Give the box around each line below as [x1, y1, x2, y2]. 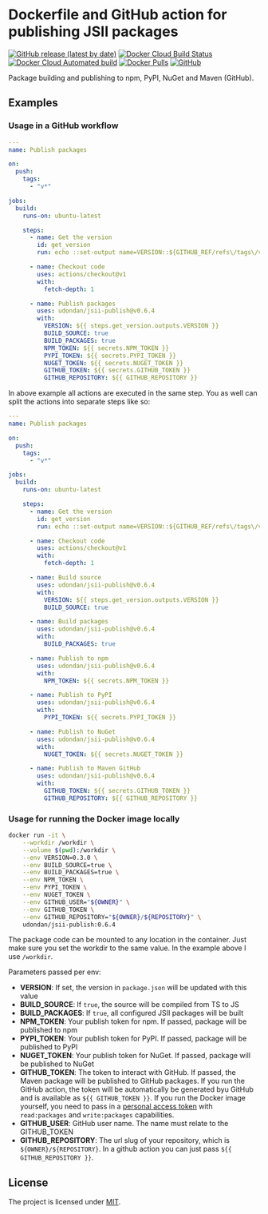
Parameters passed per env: [8, 967, 101, 977]
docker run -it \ [8, 831, 66, 840]
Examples [8, 96, 58, 109]
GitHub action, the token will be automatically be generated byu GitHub [19, 1085, 254, 1094]
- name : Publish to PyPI [29, 691, 112, 699]
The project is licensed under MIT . [8, 1197, 121, 1207]
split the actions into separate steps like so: [8, 397, 151, 407]
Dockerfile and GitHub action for [8, 6, 227, 24]
